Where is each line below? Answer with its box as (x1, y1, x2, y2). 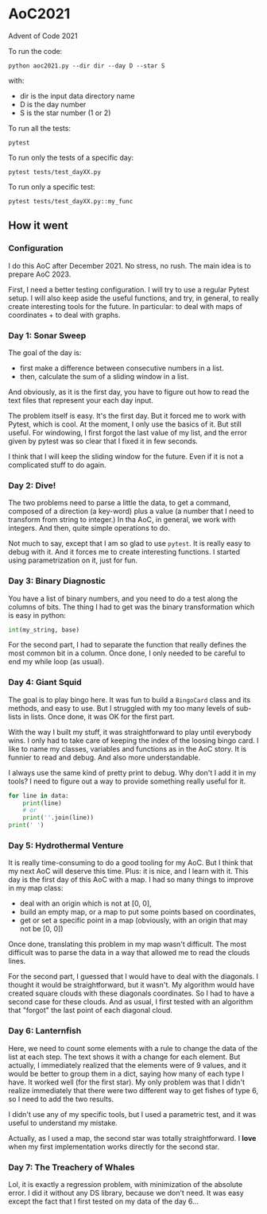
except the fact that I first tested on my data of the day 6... (8, 1197, 199, 1206)
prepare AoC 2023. (8, 269, 72, 279)
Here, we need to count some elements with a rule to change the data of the (8, 1043, 258, 1053)
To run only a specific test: (8, 182, 95, 191)
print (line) (22, 799, 62, 807)
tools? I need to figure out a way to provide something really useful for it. (8, 776, 246, 786)
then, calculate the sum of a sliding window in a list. (19, 371, 189, 381)
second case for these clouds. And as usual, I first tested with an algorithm (8, 997, 253, 1007)
